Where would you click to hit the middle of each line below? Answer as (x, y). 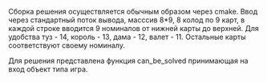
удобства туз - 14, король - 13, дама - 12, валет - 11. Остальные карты (127, 37)
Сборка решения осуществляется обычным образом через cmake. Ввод (133, 12)
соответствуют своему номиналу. (67, 45)
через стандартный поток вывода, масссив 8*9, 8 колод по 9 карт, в (127, 20)
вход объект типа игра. (48, 69)
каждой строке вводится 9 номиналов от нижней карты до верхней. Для (133, 28)
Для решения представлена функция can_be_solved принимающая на (128, 61)
